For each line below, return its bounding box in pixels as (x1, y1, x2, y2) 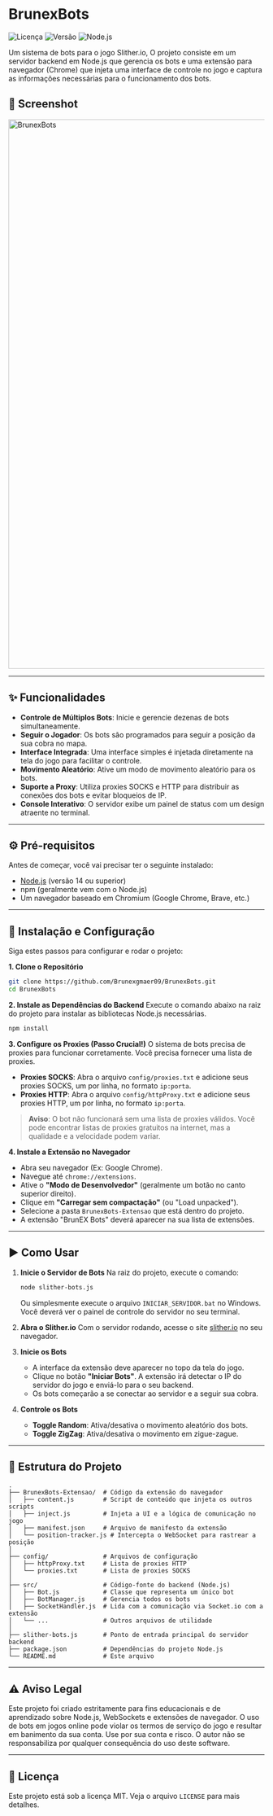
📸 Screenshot (8, 97, 79, 111)
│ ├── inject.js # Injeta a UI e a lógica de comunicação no (8, 1510, 256, 1518)
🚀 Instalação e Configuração (8, 925, 155, 939)
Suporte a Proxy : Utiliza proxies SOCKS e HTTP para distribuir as (19, 781, 240, 791)
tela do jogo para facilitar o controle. (19, 755, 142, 765)
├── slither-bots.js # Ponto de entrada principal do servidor (8, 1631, 249, 1639)
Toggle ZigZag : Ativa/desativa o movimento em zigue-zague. (32, 1429, 239, 1438)
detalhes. (8, 1800, 40, 1809)
